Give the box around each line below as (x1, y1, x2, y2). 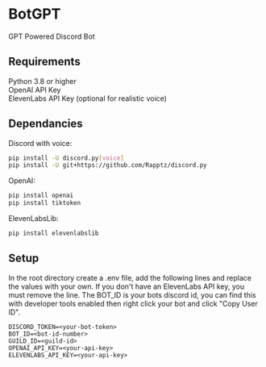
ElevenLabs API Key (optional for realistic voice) (8, 94, 168, 103)
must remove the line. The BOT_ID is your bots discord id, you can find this (8, 290, 256, 299)
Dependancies (8, 117, 83, 131)
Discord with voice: (8, 138, 73, 148)
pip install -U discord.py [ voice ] (8, 154, 125, 162)
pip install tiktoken (8, 199, 81, 207)
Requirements (8, 55, 81, 69)
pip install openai (8, 191, 74, 200)
